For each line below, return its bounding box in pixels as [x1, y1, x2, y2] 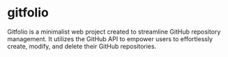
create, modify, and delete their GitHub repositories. [7, 42, 157, 50]
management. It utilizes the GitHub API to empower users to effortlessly [7, 34, 213, 43]
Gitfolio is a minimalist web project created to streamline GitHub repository [7, 27, 221, 36]
